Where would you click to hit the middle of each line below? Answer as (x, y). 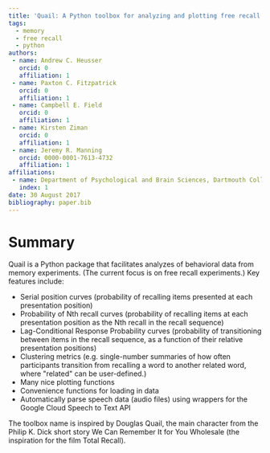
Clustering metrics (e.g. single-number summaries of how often (125, 357)
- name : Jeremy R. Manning (57, 150)
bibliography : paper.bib (50, 202)
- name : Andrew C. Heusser (57, 61)
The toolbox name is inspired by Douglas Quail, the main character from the (133, 423)
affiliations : (32, 173)
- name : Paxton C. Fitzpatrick (64, 83)
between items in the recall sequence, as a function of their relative (131, 340)
